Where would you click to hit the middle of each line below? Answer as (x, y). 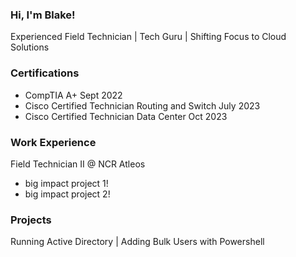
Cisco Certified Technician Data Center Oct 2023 (126, 116)
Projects (31, 220)
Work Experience (53, 142)
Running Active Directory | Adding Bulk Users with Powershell (137, 242)
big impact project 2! (67, 194)
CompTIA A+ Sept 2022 (73, 95)
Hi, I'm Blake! (43, 15)
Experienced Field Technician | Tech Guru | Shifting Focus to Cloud (148, 37)
